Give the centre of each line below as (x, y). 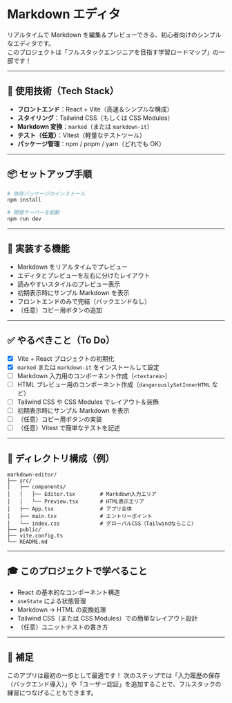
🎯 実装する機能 (39, 249)
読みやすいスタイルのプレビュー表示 (69, 284)
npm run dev (24, 219)
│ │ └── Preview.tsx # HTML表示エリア (76, 501)
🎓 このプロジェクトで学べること (77, 571)
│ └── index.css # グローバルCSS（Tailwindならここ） (102, 524)
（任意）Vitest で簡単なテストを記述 (69, 428)
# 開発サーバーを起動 (33, 213)
